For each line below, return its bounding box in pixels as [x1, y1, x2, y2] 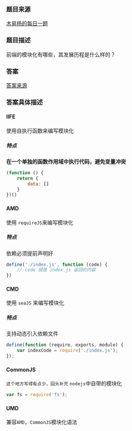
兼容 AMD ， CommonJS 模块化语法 [6, 419, 77, 426]
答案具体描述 [6, 98, 43, 106]
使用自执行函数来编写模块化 [6, 127, 74, 134]
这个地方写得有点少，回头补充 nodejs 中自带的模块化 [6, 380, 122, 387]
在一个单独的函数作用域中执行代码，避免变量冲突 [6, 158, 126, 165]
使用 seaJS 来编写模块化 [6, 299, 64, 307]
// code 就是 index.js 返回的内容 [17, 267, 96, 273]
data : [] [27, 181, 49, 187]
